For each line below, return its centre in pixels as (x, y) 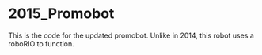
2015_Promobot (61, 14)
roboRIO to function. (41, 43)
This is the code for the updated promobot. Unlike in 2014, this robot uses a (131, 35)
